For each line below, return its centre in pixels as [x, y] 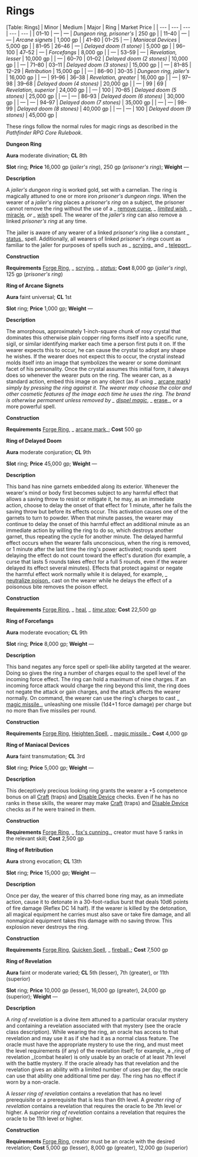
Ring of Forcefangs [30, 621]
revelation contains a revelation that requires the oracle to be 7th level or [94, 1106]
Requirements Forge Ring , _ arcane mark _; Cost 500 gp [74, 429]
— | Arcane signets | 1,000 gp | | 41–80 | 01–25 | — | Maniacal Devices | [93, 40]
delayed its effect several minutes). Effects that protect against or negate [95, 568]
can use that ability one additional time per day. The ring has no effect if [93, 1076]
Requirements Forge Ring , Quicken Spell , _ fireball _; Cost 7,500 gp [87, 949]
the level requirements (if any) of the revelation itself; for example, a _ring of [98, 1050]
